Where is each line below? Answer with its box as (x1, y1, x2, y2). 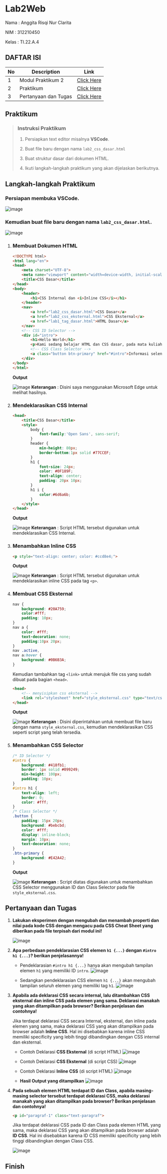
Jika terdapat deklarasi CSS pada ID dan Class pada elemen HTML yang (12, 1122, 161, 1128)
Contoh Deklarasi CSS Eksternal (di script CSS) (19, 1058, 118, 1065)
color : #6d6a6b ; (39, 492, 71, 497)
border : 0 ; (21, 795, 44, 800)
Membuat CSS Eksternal (12, 590, 73, 597)
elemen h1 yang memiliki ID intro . (19, 968, 90, 974)
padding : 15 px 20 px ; (21, 818, 64, 824)
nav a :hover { (12, 653, 42, 658)
